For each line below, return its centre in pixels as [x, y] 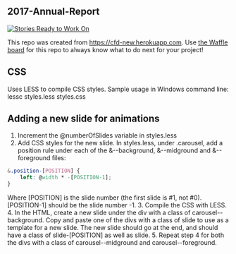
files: [59, 158]
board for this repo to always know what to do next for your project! [105, 49]
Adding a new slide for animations [83, 119]
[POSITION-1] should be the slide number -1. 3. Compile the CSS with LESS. [117, 205]
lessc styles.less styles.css [46, 96]
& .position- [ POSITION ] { [44, 171]
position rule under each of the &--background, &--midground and [114, 150]
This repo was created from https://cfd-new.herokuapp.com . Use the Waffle [118, 42]
